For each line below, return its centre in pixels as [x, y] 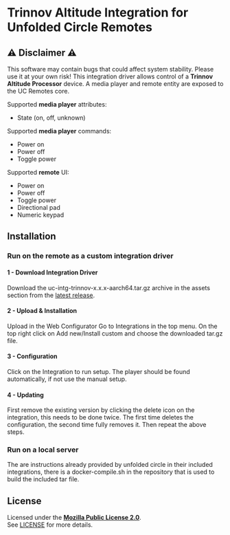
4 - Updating [26, 395]
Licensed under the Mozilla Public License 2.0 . [74, 518]
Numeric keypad [41, 215]
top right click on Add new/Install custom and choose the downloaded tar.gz [115, 333]
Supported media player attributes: [57, 104]
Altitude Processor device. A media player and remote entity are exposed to [115, 84]
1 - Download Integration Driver [53, 272]
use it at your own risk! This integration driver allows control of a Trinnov [110, 76]
